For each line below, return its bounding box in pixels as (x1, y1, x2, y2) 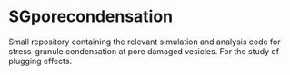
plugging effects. (8, 55, 73, 66)
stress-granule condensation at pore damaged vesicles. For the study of (8, 45, 279, 56)
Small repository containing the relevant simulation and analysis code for (8, 36, 281, 47)
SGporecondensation (8, 6, 174, 27)
